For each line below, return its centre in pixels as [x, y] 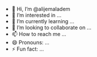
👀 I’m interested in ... [36, 15]
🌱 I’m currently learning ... [43, 21]
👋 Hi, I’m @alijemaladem [41, 9]
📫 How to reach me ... [39, 34]
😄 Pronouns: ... [31, 42]
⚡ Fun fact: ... [28, 49]
